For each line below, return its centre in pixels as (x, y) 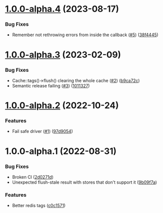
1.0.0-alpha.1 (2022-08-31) (61, 151)
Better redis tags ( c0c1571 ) (39, 206)
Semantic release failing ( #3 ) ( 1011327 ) (51, 85)
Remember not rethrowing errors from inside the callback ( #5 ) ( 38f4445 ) (85, 35)
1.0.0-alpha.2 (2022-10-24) (62, 106)
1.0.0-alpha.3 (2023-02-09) (63, 54)
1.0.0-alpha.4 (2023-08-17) (62, 9)
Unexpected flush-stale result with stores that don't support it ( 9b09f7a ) (84, 182)
